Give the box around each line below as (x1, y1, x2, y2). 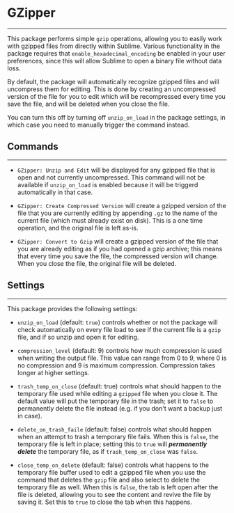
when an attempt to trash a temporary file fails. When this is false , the (17, 432, 219, 441)
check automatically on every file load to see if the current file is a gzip (17, 325, 221, 333)
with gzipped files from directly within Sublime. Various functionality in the (7, 42, 221, 50)
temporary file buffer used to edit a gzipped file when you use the (17, 468, 206, 476)
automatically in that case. (17, 188, 93, 196)
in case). (17, 411, 42, 420)
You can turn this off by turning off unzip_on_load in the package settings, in (7, 113, 226, 121)
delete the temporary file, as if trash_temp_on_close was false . (17, 447, 198, 455)
